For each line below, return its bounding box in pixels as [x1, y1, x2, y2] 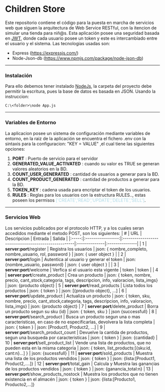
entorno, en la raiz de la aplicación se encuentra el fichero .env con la [5, 135, 146, 141]
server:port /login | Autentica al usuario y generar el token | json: [5, 256, 136, 262]
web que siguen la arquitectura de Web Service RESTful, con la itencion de [5, 25, 157, 30]
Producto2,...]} [5, 381, 35, 387]
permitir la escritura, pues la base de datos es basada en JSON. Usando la [5, 88, 156, 94]
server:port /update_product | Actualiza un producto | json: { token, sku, [5, 293, 151, 299]
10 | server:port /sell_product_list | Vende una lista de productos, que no [5, 340, 151, 345]
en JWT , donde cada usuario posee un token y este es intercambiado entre [5, 35, 158, 41]
